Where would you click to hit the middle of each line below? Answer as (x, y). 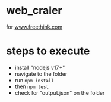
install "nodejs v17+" (40, 67)
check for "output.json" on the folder (60, 92)
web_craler (34, 10)
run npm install (34, 80)
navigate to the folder (41, 74)
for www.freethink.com (34, 27)
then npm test (32, 86)
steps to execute (48, 51)
